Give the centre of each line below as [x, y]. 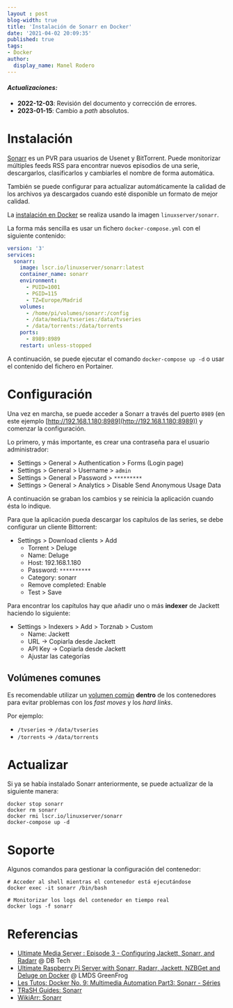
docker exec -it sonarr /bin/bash [57, 888]
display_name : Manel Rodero [54, 65]
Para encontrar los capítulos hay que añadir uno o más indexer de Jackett [113, 605]
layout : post [28, 14]
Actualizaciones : [32, 88]
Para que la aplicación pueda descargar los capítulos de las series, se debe [115, 519]
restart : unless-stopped [56, 346]
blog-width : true [32, 20]
